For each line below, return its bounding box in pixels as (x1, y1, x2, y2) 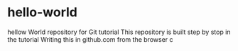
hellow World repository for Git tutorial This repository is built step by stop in (7, 28, 231, 36)
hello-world (7, 4, 78, 21)
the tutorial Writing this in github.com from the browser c (7, 35, 173, 43)
